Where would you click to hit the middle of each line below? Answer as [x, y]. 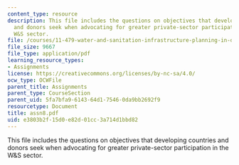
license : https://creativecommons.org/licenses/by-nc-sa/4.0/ [101, 73]
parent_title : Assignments [47, 87]
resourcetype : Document [43, 107]
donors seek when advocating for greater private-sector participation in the [118, 147]
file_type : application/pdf [49, 54]
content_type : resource [43, 14]
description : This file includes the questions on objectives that [110, 21]
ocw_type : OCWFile [34, 80]
